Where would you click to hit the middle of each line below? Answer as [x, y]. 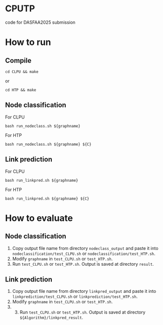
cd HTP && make [21, 90]
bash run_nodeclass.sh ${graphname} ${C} [48, 144]
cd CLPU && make [22, 72]
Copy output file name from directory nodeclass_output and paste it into [85, 248]
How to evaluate [39, 218]
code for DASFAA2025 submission [40, 22]
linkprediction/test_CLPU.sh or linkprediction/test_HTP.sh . [75, 296]
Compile [18, 61]
